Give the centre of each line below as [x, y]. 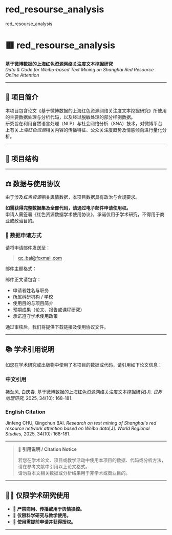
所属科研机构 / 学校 [33, 297]
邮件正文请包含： [23, 279]
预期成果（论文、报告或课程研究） [49, 310]
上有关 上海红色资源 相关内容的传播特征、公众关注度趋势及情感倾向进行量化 [84, 130]
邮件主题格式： [21, 269]
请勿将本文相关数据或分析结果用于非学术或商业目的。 [74, 473]
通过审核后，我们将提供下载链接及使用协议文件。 [57, 327]
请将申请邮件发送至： [28, 247]
